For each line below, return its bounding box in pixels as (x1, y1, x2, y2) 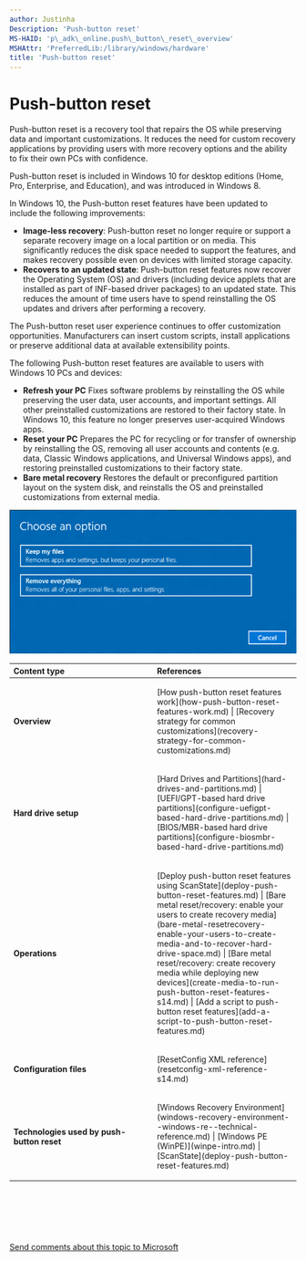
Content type (13, 665, 66, 676)
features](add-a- (204, 1006, 271, 1016)
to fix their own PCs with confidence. (9, 153, 148, 164)
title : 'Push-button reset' (9, 53, 117, 63)
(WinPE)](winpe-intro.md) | (157, 1141, 261, 1152)
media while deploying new (157, 967, 260, 978)
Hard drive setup (13, 808, 79, 818)
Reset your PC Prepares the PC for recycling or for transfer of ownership (22, 433, 297, 444)
